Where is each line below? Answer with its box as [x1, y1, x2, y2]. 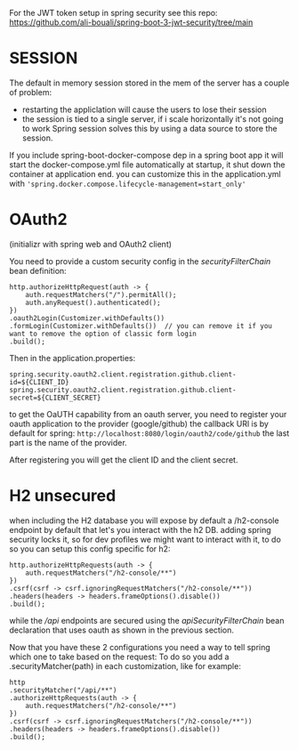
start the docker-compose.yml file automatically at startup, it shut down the [9, 159, 286, 170]
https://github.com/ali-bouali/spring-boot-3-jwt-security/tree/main [9, 17, 254, 28]
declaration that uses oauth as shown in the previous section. [9, 625, 234, 635]
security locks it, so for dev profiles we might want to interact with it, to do [9, 534, 282, 544]
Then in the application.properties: [9, 352, 136, 363]
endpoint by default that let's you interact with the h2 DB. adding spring [9, 524, 271, 535]
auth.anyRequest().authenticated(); [25, 298, 162, 307]
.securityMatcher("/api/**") [9, 685, 117, 695]
